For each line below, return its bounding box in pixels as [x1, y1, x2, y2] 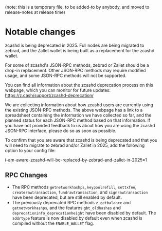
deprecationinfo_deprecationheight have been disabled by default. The [12, 210, 157, 216]
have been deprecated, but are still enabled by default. [12, 194, 122, 200]
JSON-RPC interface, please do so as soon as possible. [5, 128, 117, 134]
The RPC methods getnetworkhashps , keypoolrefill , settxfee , [12, 184, 137, 190]
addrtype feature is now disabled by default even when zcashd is [12, 215, 143, 221]
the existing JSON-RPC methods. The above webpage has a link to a [5, 107, 143, 113]
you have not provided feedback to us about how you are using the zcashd [5, 122, 155, 128]
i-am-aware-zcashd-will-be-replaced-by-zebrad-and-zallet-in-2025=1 [5, 157, 147, 163]
